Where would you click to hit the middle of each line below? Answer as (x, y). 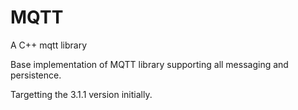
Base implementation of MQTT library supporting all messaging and (149, 64)
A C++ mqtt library (49, 45)
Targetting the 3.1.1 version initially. (81, 94)
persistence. (36, 75)
